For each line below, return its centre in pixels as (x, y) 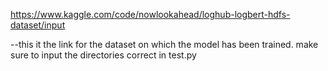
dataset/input (38, 25)
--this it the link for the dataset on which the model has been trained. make (164, 44)
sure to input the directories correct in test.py (103, 55)
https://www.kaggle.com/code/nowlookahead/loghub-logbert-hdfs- (150, 14)
